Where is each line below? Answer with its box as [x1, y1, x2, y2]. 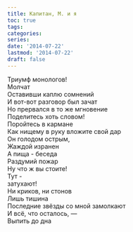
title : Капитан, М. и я [7, 10, 77, 18]
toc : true [7, 17, 37, 24]
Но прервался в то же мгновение [7, 104, 108, 113]
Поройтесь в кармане [7, 120, 74, 128]
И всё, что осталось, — [7, 209, 77, 217]
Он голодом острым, [7, 135, 70, 143]
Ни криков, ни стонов [7, 186, 72, 195]
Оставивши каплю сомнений [7, 90, 94, 98]
